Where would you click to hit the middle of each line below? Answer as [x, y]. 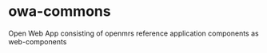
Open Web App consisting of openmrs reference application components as [133, 33]
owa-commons [60, 11]
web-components [38, 41]
